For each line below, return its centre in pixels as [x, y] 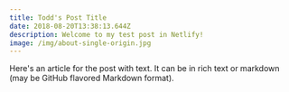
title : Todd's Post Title [58, 18]
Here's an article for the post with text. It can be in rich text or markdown [144, 69]
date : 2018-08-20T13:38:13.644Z [70, 26]
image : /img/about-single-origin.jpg [80, 43]
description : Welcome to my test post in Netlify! [107, 34]
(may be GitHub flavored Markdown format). [92, 78]
